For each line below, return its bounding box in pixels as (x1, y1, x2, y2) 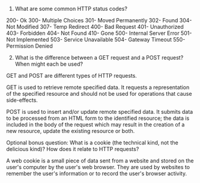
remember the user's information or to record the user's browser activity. (6, 170, 187, 177)
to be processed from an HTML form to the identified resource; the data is (6, 114, 190, 122)
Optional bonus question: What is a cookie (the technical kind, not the (6, 139, 178, 146)
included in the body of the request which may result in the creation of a (6, 121, 185, 128)
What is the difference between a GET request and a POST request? (14, 54, 184, 61)
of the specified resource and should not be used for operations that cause (6, 90, 192, 97)
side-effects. (6, 96, 38, 104)
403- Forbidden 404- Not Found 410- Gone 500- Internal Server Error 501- (6, 29, 192, 37)
